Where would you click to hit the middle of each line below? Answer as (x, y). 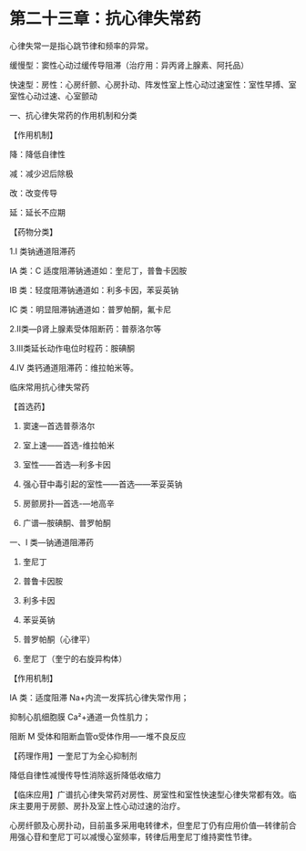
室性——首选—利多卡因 (66, 464)
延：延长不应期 (37, 212)
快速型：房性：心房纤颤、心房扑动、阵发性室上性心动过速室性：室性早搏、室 (153, 84)
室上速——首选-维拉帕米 (69, 445)
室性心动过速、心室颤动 (53, 96)
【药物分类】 (33, 231)
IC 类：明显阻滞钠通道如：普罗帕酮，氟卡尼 (90, 309)
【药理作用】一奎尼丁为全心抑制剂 (73, 755)
